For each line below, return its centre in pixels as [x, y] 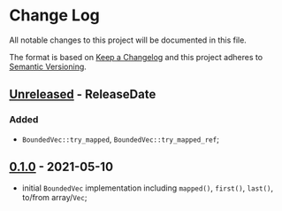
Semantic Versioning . [48, 66]
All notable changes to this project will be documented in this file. [128, 40]
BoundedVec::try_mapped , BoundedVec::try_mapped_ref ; [120, 139]
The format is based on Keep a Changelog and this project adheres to [136, 57]
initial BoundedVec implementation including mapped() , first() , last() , [148, 188]
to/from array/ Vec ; [54, 198]
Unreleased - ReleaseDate [83, 94]
